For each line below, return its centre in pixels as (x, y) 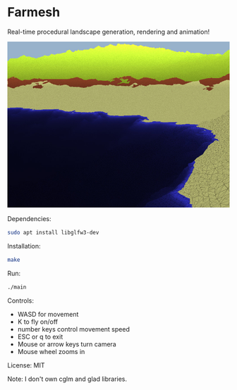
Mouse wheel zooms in (51, 351)
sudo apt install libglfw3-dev (53, 233)
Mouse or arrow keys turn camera (67, 344)
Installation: (24, 246)
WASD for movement (48, 314)
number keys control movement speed (74, 329)
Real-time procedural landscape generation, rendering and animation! (109, 32)
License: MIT (26, 365)
